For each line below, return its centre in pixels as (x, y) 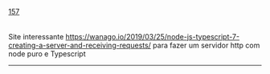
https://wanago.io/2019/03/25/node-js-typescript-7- (152, 36)
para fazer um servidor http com (206, 45)
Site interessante (36, 36)
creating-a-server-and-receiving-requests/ (80, 45)
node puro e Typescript (47, 53)
